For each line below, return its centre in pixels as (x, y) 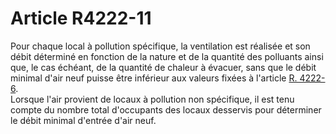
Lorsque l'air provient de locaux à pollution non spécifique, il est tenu (152, 99)
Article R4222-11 (81, 18)
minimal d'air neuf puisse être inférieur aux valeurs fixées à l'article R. (154, 78)
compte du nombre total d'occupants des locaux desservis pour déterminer (166, 109)
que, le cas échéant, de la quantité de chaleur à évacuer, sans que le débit (163, 67)
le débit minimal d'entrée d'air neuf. (83, 120)
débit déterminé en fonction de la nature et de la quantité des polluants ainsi (167, 56)
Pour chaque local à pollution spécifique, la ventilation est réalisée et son (160, 46)
